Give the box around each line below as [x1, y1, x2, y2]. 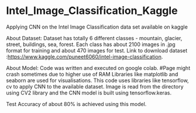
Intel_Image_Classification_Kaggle [6, 4, 178, 17]
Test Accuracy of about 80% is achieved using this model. [6, 100, 147, 107]
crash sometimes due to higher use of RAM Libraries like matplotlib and [6, 70, 178, 77]
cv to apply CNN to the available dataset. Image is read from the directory [6, 83, 184, 90]
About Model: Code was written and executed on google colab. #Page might [6, 64, 191, 71]
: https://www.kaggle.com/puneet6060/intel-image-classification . [6, 53, 163, 60]
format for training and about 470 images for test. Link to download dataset [6, 47, 188, 54]
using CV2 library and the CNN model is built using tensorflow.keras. [6, 89, 171, 96]
